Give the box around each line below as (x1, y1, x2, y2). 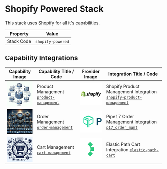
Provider (82, 68, 100, 74)
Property (9, 31, 29, 37)
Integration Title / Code (108, 71, 158, 77)
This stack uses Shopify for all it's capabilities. (5, 20, 100, 26)
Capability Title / (38, 68, 74, 74)
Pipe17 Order (106, 113, 134, 119)
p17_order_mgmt (106, 125, 138, 130)
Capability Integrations (5, 54, 78, 62)
